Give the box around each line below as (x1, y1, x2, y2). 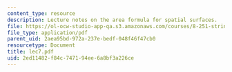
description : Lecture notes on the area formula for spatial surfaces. (7, 16, 217, 23)
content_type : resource (7, 10, 76, 17)
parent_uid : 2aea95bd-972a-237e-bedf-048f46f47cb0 (7, 36, 156, 43)
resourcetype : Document (7, 42, 76, 49)
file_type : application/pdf (7, 29, 88, 36)
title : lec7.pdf (7, 49, 54, 56)
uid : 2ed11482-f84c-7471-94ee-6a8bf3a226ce (7, 55, 135, 62)
